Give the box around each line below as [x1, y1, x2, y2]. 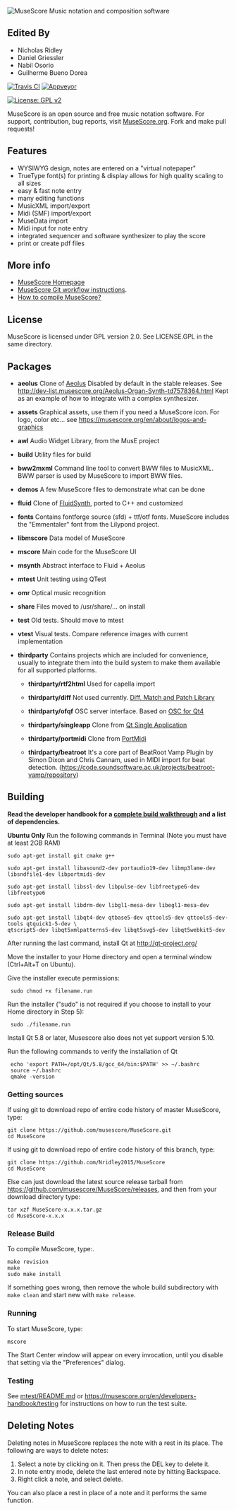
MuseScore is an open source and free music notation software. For [7, 110, 205, 118]
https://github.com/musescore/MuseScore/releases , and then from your [7, 1185, 217, 1194]
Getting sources [7, 1089, 63, 1099]
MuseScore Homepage [17, 278, 85, 286]
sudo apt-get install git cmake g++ [7, 852, 115, 859]
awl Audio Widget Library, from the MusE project [17, 437, 160, 445]
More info [7, 259, 51, 271]
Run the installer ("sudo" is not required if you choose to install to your [7, 1000, 211, 1008]
